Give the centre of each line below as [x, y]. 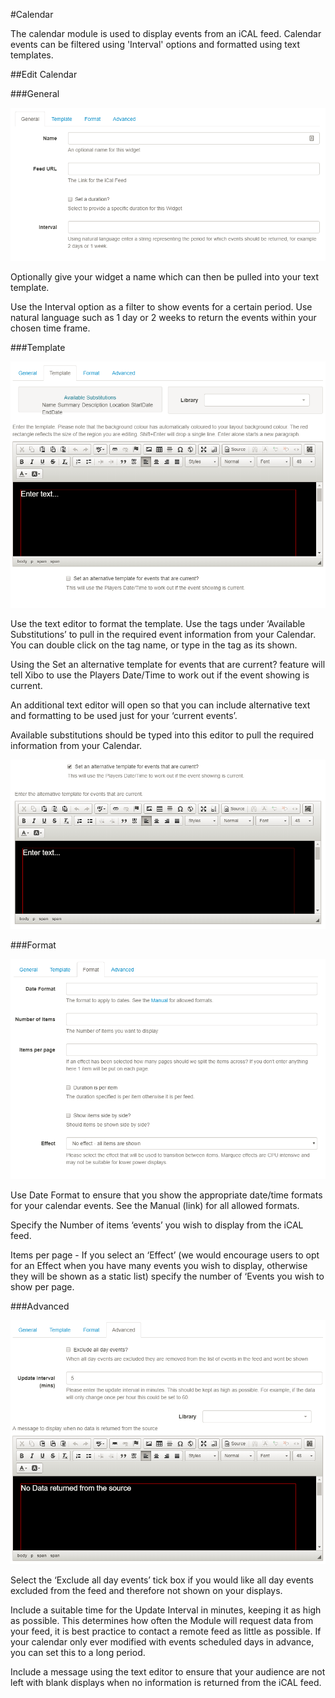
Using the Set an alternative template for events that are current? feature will [168, 664]
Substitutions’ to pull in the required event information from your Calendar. [163, 634]
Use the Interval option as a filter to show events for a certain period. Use [161, 307]
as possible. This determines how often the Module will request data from [162, 1620]
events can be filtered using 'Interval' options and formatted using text [155, 44]
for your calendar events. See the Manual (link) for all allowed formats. [155, 1206]
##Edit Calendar [44, 74]
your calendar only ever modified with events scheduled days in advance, [162, 1641]
